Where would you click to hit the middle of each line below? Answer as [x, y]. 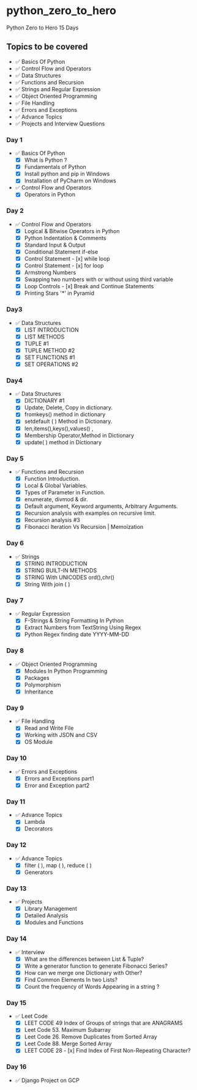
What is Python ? [46, 160]
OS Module [39, 742]
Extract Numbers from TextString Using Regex [83, 627]
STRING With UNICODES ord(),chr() [69, 577]
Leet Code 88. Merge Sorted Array [68, 1043]
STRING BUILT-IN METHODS [61, 570]
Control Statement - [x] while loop [67, 258]
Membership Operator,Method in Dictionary [79, 435]
